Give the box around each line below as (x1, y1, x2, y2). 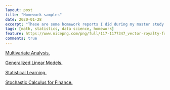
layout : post (5, 7, 33, 13)
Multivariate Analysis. (5, 49, 50, 56)
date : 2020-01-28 (5, 17, 42, 22)
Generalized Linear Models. (5, 59, 63, 66)
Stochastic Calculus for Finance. (5, 79, 73, 85)
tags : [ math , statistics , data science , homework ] (5, 26, 114, 32)
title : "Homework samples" (5, 12, 62, 17)
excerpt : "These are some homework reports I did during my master (5, 21, 151, 27)
